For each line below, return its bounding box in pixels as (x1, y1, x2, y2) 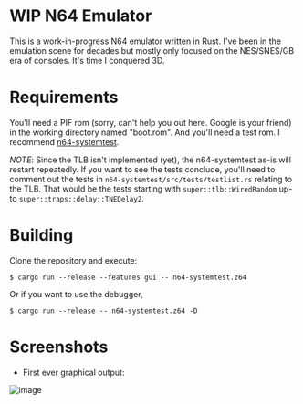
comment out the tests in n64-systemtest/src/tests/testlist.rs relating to (9, 173, 293, 184)
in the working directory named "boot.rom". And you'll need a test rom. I (9, 127, 280, 138)
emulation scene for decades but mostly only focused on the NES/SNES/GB (9, 45, 295, 56)
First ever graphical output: (22, 367, 125, 378)
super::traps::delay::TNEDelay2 (18, 194, 142, 203)
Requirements (9, 88, 119, 108)
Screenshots (9, 337, 109, 357)
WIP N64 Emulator (9, 5, 152, 26)
